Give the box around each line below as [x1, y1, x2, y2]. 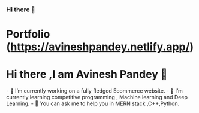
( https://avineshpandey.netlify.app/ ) [6, 40, 194, 54]
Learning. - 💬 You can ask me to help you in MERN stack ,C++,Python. [6, 100, 180, 107]
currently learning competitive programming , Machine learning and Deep [6, 94, 188, 101]
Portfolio [6, 28, 50, 41]
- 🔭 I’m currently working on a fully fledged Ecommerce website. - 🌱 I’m [6, 87, 183, 94]
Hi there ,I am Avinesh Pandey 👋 [6, 68, 168, 81]
